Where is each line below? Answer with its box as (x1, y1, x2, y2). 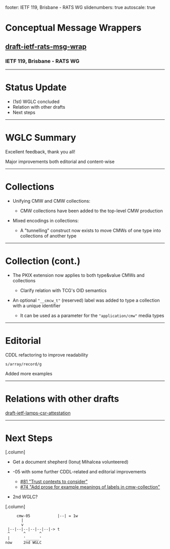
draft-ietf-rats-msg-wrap (5, 42, 87, 51)
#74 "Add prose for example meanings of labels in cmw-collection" (20, 484, 160, 490)
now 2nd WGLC (5, 540, 42, 545)
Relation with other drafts (12, 104, 66, 110)
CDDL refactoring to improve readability (5, 351, 89, 358)
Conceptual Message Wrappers (5, 22, 142, 34)
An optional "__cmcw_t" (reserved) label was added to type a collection (12, 297, 160, 303)
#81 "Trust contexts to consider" (20, 478, 88, 485)
